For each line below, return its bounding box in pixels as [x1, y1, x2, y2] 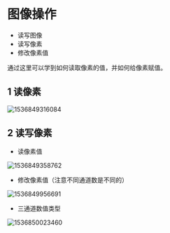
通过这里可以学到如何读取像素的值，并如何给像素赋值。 [7, 63, 167, 72]
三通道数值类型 [17, 204, 61, 213]
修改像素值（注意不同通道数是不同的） [17, 175, 128, 184]
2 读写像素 [7, 127, 52, 139]
